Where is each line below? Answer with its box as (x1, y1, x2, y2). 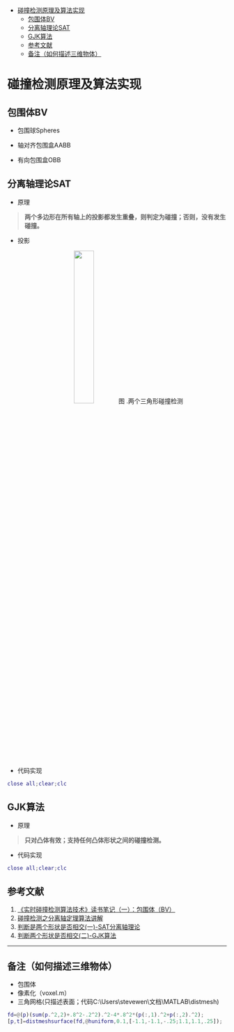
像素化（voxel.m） (17, 989, 71, 997)
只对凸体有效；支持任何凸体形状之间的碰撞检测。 (24, 836, 165, 844)
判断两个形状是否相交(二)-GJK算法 (17, 932, 117, 940)
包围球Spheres (17, 126, 61, 134)
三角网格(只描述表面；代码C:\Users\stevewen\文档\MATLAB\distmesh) (17, 998, 219, 1006)
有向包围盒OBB (17, 156, 61, 164)
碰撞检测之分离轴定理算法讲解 (17, 914, 103, 923)
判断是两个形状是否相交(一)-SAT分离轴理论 (17, 923, 141, 931)
